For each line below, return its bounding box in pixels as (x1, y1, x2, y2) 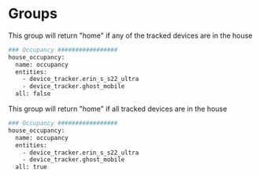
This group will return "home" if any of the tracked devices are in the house (8, 31, 253, 40)
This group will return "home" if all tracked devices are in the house (8, 104, 228, 114)
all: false (15, 90, 51, 98)
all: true (15, 163, 47, 171)
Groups (8, 5, 58, 23)
